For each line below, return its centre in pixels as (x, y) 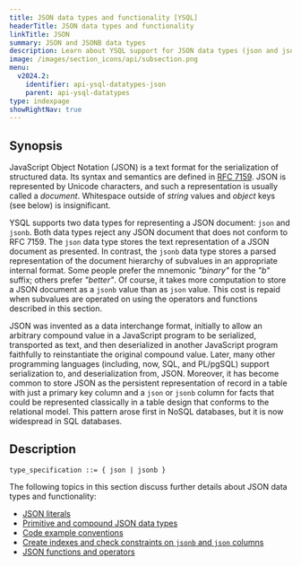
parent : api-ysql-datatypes (77, 92)
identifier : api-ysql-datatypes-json (96, 84)
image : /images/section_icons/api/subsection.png (104, 59)
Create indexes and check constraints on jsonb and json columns (143, 542)
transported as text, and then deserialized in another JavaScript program (144, 345)
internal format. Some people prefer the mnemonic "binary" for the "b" (140, 271)
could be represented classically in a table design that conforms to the (139, 402)
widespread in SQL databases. (66, 422)
